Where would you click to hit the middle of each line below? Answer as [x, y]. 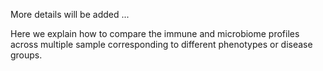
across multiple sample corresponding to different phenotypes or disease [161, 44]
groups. [26, 55]
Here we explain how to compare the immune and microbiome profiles [155, 33]
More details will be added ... [70, 14]
